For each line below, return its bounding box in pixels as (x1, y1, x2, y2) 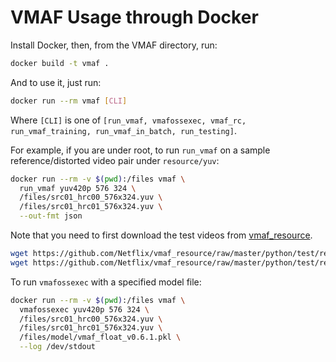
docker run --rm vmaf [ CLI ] (10, 96, 128, 106)
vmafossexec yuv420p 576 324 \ (19, 304, 150, 315)
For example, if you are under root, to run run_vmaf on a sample (10, 144, 271, 156)
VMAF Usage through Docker (10, 6, 259, 29)
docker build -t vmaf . (10, 58, 110, 68)
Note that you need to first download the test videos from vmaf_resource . (10, 229, 313, 241)
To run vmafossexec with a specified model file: (10, 276, 202, 288)
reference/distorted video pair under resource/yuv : (10, 154, 220, 166)
